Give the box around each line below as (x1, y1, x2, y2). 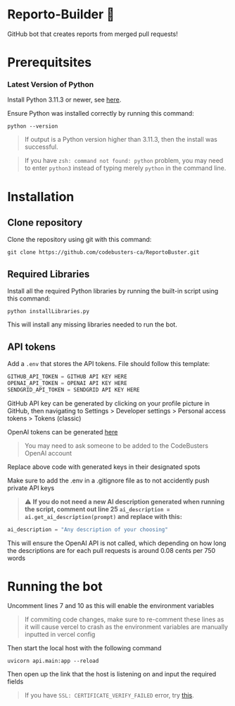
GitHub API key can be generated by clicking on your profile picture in (7, 398, 210, 408)
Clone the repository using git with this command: (7, 236, 152, 244)
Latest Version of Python (7, 80, 94, 90)
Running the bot (7, 578, 103, 595)
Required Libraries (7, 268, 90, 280)
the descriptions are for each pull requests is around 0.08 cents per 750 (7, 546, 216, 554)
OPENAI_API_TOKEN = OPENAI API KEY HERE (7, 379, 128, 387)
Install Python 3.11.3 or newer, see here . (7, 95, 122, 104)
